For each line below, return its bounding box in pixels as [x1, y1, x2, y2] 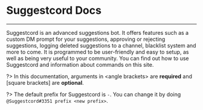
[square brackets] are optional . [6, 79, 85, 86]
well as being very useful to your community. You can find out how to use [6, 55, 189, 62]
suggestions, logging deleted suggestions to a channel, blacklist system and [6, 41, 196, 49]
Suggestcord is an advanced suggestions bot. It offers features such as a [6, 29, 189, 36]
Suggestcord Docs [6, 4, 101, 17]
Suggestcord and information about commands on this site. [6, 61, 154, 68]
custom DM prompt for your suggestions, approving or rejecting [6, 35, 166, 43]
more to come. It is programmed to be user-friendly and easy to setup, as [6, 48, 189, 55]
